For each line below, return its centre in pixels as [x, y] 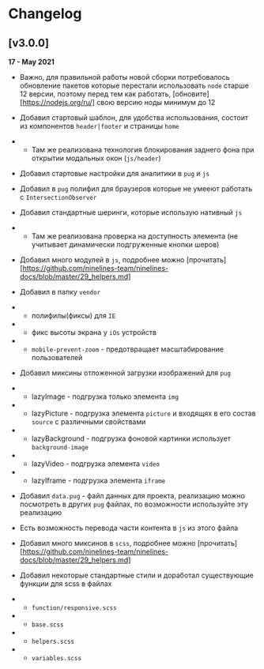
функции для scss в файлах [66, 584]
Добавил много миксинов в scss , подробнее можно [107, 543]
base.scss [48, 625]
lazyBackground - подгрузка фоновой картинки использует [131, 438]
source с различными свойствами [89, 422]
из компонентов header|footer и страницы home [99, 126]
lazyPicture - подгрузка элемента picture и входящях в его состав [143, 413]
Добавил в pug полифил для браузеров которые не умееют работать [136, 189]
